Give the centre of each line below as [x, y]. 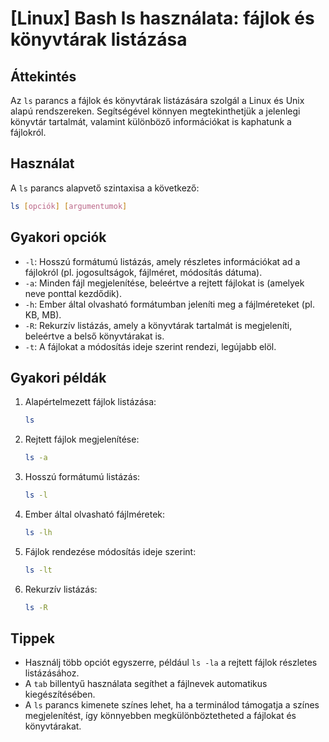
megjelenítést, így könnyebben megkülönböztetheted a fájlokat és [160, 716]
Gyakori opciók [58, 237]
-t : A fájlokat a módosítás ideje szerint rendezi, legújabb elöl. [150, 346]
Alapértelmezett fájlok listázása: [90, 402]
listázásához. [52, 673]
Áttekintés [43, 76]
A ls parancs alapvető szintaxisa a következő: [105, 188]
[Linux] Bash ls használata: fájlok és [162, 18]
